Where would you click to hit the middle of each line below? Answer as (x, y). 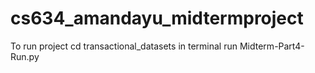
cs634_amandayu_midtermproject (157, 18)
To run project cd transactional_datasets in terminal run (124, 46)
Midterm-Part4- (272, 46)
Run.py (25, 56)
